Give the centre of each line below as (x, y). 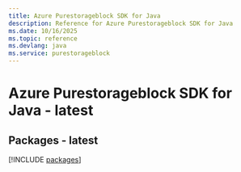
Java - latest (51, 111)
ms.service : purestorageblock (59, 53)
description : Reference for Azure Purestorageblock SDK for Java (120, 23)
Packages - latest (53, 140)
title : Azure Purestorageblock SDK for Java (85, 16)
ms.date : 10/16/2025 (43, 31)
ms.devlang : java (38, 46)
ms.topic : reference (43, 38)
